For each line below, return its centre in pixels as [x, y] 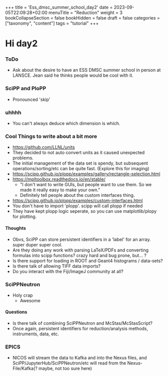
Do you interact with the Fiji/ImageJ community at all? [68, 271]
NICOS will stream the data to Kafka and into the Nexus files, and [79, 358]
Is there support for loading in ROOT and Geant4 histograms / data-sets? [88, 261]
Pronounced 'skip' [31, 99]
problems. [23, 158]
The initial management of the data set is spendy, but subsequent [80, 163]
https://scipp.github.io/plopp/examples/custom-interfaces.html [77, 201]
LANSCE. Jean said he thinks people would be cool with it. [73, 75]
